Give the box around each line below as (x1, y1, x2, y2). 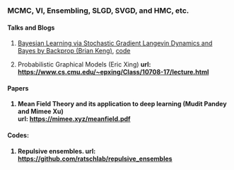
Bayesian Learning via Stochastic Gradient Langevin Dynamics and (17, 39, 213, 47)
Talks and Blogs (7, 23, 55, 32)
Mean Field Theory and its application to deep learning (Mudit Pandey (17, 100, 228, 108)
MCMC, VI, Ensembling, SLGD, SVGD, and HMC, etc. (7, 6, 189, 16)
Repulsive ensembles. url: (17, 147, 96, 155)
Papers (7, 84, 29, 92)
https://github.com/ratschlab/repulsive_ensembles (17, 154, 172, 163)
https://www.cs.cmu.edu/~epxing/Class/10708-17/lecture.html (17, 68, 209, 76)
